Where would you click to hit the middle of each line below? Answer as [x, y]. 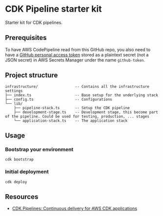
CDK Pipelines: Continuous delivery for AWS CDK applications [75, 209]
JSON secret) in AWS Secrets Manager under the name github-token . [75, 60]
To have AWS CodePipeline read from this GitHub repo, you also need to [78, 49]
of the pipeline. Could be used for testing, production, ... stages [77, 116]
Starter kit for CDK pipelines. [34, 22]
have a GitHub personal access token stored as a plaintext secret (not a [77, 55]
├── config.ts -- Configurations [59, 99]
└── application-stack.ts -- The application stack [71, 120]
